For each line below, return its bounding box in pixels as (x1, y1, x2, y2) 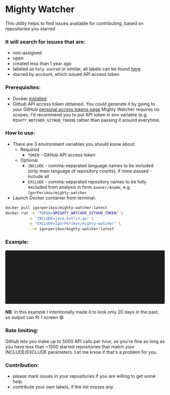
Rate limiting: (5, 327, 39, 334)
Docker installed (12, 95, 47, 102)
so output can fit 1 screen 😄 (5, 314, 64, 320)
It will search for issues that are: (5, 38, 86, 45)
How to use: (5, 129, 35, 137)
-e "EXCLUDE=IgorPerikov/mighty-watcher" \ (27, 221, 121, 226)
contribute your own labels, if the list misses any (12, 384, 114, 390)
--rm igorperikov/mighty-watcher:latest (27, 227, 114, 232)
